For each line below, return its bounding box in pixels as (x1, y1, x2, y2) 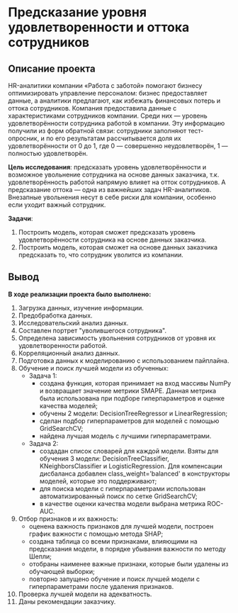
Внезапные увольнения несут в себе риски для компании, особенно (8, 193, 217, 201)
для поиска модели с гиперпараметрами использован (39, 484, 206, 493)
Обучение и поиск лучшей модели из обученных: (18, 364, 169, 372)
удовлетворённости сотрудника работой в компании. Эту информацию (8, 119, 225, 128)
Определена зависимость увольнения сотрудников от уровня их (18, 334, 216, 342)
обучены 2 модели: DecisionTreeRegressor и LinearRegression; (39, 409, 228, 417)
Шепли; (28, 552, 52, 561)
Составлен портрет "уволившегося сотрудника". (18, 326, 167, 334)
